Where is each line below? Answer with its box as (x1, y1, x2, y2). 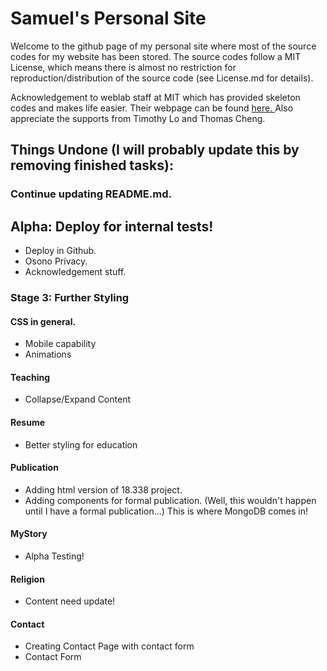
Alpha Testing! (24, 550, 85, 562)
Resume (10, 416, 46, 428)
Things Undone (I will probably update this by (10, 142, 300, 159)
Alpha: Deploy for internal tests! (10, 218, 214, 235)
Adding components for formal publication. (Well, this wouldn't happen (24, 494, 317, 506)
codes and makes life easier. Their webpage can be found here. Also (10, 102, 294, 114)
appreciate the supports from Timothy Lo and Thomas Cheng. (10, 112, 266, 124)
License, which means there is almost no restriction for (10, 61, 237, 73)
